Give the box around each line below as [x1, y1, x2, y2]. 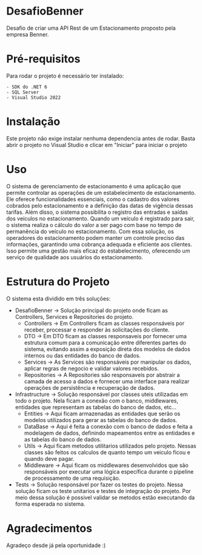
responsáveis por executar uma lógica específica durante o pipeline [24, 468, 194, 475]
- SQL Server [6, 89, 39, 95]
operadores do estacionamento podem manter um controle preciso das [6, 234, 185, 241]
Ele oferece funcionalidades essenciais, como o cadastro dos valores [6, 196, 180, 203]
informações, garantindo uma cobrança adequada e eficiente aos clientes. [6, 240, 192, 248]
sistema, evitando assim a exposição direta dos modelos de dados [24, 345, 190, 353]
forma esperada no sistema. [15, 500, 86, 508]
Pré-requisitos [6, 52, 81, 66]
